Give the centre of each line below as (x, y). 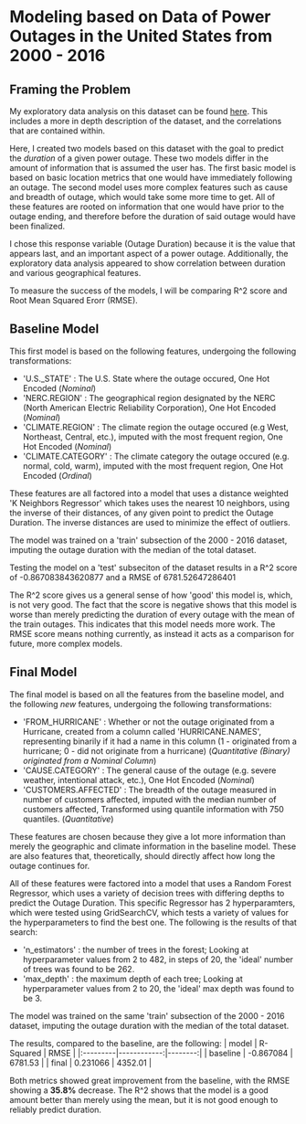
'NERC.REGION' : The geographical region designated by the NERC (149, 398)
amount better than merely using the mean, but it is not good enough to (144, 1099)
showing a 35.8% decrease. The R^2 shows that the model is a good (139, 1090)
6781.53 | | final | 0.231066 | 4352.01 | (81, 1063)
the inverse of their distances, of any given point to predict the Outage (142, 513)
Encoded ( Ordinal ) (58, 475)
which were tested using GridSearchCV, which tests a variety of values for (149, 912)
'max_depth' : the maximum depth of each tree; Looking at (133, 979)
